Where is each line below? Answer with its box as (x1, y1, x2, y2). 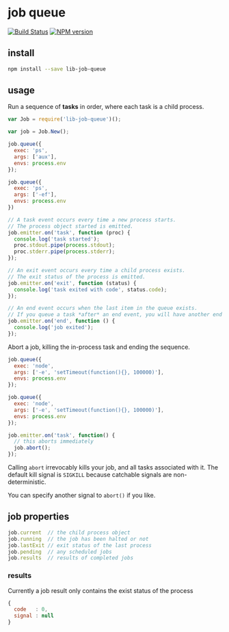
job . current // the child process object (8, 529, 131, 536)
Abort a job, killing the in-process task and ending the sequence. (8, 343, 191, 351)
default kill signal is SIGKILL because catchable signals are (8, 471, 172, 479)
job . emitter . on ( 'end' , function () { (8, 317, 116, 325)
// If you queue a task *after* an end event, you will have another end (8, 311, 223, 318)
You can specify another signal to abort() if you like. (8, 491, 156, 500)
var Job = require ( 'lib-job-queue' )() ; (8, 116, 122, 123)
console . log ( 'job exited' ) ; (14, 324, 94, 331)
